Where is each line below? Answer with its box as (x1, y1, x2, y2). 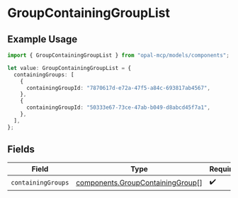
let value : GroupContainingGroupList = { (7, 64, 132, 71)
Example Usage (7, 33, 78, 45)
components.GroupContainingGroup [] (75, 177, 203, 187)
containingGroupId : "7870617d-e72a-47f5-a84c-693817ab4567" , (25, 84, 211, 91)
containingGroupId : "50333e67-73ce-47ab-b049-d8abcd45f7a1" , (25, 104, 211, 111)
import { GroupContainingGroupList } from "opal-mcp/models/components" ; (7, 52, 230, 59)
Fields (7, 144, 35, 156)
